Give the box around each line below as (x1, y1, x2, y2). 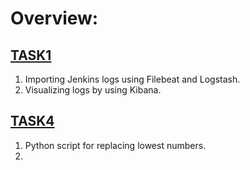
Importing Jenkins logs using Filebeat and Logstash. (24, 73, 241, 85)
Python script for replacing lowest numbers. (24, 139, 207, 151)
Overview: (10, 7, 99, 30)
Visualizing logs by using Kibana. (24, 84, 162, 96)
